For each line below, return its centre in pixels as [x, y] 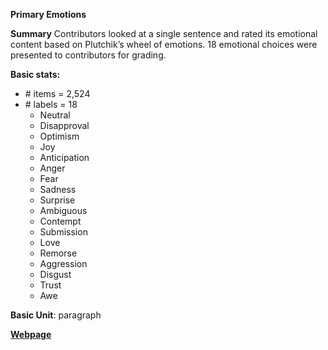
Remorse [58, 253]
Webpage [31, 334]
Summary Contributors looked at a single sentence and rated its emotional [164, 33]
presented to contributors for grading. [88, 55]
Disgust [55, 274]
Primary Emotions [48, 14]
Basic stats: [35, 74]
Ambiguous [63, 210]
